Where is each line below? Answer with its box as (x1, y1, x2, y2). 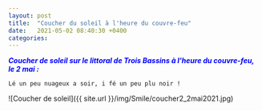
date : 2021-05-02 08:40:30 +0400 (8, 26, 127, 34)
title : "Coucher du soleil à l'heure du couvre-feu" (8, 19, 192, 27)
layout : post (8, 11, 52, 20)
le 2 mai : (8, 65, 39, 74)
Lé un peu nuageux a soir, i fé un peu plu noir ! (8, 80, 181, 88)
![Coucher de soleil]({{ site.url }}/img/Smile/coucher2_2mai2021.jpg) (8, 93, 234, 104)
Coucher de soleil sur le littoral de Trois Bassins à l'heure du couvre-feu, (8, 56, 255, 65)
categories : (8, 34, 48, 42)
